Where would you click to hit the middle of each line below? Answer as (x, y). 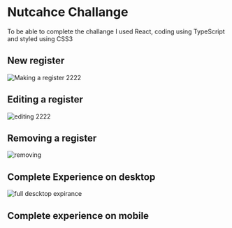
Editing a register (45, 99)
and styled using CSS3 (40, 38)
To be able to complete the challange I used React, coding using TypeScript (116, 31)
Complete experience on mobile (78, 216)
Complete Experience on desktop (81, 177)
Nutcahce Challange (68, 12)
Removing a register (52, 138)
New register (36, 61)
